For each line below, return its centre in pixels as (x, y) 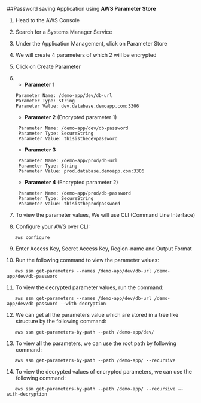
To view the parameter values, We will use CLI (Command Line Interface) (105, 215)
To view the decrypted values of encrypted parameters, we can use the (103, 372)
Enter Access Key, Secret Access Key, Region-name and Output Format (103, 249)
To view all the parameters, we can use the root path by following (96, 343)
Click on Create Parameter (48, 66)
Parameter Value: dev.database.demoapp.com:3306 (77, 106)
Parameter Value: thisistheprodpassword (69, 204)
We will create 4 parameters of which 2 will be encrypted (86, 55)
